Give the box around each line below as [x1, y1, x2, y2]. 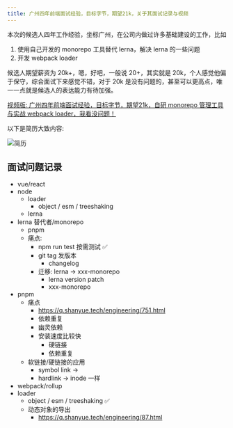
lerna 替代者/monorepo [17, 218, 84, 226]
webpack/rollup [17, 382, 63, 390]
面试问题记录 [7, 161, 63, 173]
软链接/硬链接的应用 [27, 358, 86, 366]
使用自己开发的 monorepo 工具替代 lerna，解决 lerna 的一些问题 [17, 45, 200, 53]
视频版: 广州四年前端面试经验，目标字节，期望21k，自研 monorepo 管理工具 [7, 100, 224, 109]
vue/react [17, 180, 45, 189]
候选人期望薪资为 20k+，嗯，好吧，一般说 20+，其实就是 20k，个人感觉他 [7, 68, 220, 77]
